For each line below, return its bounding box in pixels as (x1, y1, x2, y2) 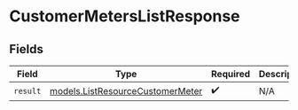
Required (211, 68, 251, 80)
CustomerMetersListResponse (9, 6, 241, 27)
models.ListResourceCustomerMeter (50, 84, 203, 97)
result (13, 86, 42, 96)
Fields (9, 42, 44, 57)
